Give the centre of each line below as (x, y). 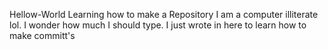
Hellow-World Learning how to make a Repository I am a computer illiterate (164, 14)
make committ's (42, 35)
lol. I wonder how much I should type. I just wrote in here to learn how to (158, 25)
